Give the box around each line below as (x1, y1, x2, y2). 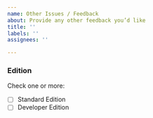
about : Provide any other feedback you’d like (7, 17, 146, 24)
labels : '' (7, 29, 39, 37)
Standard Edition (17, 96, 66, 104)
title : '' (7, 23, 36, 30)
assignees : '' (7, 37, 49, 44)
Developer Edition (17, 103, 69, 112)
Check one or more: (7, 81, 65, 90)
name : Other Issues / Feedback (7, 10, 99, 18)
